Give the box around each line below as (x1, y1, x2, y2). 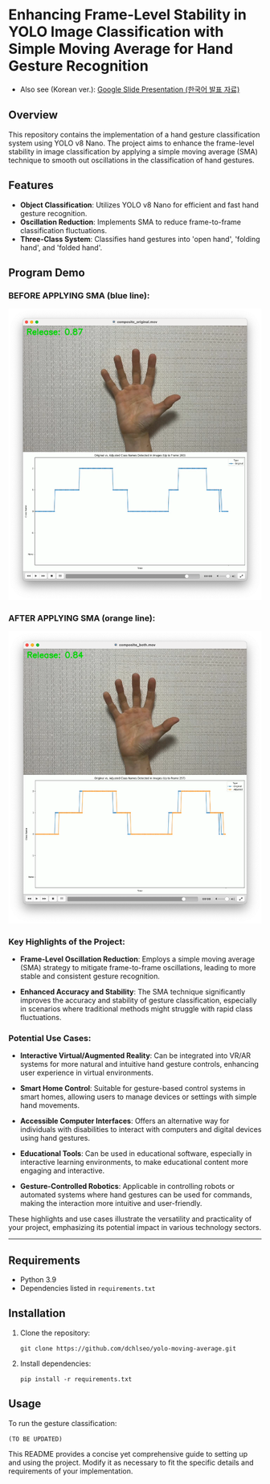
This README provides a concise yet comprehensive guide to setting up (8, 1449, 247, 1458)
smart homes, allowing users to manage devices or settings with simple (19, 1092, 257, 1102)
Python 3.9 (19, 1275, 57, 1285)
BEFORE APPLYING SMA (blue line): (8, 289, 150, 301)
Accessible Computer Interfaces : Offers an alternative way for (19, 1116, 230, 1126)
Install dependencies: (19, 1359, 92, 1368)
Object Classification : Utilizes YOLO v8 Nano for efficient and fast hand (19, 199, 260, 210)
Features (8, 178, 54, 192)
